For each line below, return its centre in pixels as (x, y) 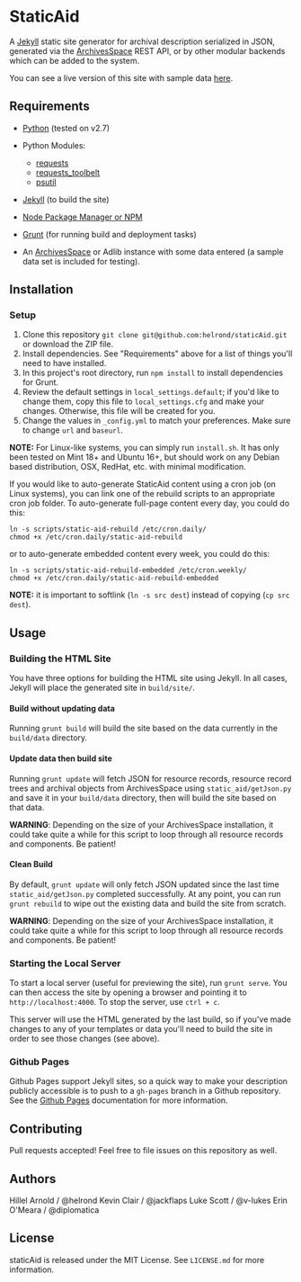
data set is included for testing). (81, 261)
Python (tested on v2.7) (66, 128)
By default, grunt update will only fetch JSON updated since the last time (145, 884)
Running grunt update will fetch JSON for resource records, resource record (150, 778)
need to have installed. (64, 363)
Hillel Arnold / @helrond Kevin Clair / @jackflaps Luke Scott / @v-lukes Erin (148, 1200)
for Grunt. (40, 382)
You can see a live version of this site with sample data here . (121, 77)
